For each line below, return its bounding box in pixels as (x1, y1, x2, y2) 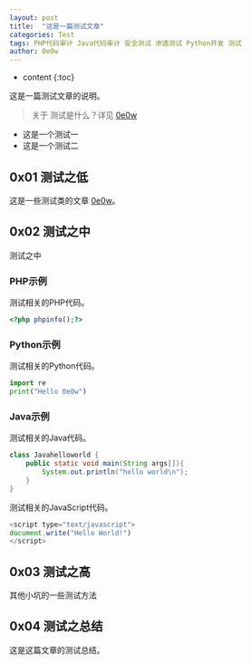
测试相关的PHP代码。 (9, 297, 90, 308)
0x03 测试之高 (9, 563, 92, 580)
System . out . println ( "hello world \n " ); (42, 467, 188, 476)
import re (9, 379, 47, 388)
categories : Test (9, 30, 75, 39)
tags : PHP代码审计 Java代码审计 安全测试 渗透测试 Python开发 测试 (9, 38, 242, 48)
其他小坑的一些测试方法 (9, 590, 97, 601)
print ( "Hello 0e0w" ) (9, 387, 88, 397)
